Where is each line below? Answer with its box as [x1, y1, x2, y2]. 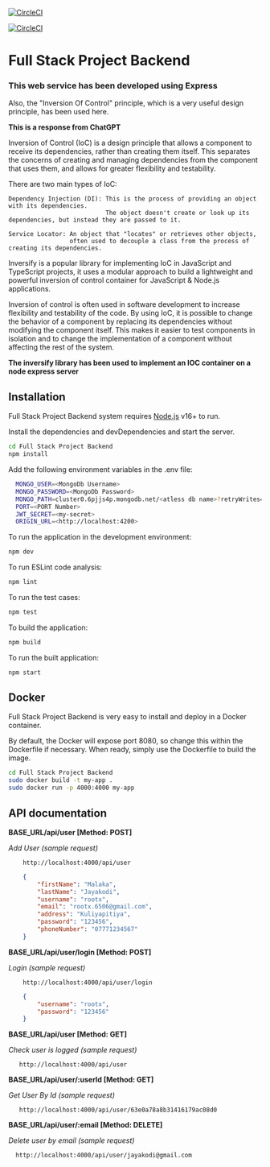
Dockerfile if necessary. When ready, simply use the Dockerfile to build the [8, 745, 256, 755]
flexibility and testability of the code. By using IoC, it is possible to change [8, 308, 253, 318]
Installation [8, 390, 66, 403]
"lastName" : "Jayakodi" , [37, 888, 121, 896]
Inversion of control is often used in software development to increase [8, 300, 241, 309]
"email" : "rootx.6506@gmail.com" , [37, 903, 153, 911]
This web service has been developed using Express [8, 81, 219, 92]
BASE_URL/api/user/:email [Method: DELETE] [8, 1120, 163, 1130]
